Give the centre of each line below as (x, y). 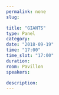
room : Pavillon (25, 66)
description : (22, 83)
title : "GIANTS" (26, 28)
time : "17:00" (24, 50)
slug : (13, 17)
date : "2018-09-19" (30, 45)
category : (18, 39)
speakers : (18, 72)
